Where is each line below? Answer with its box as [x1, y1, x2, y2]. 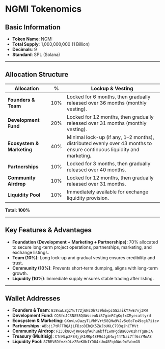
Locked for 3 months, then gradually [67, 160, 151, 167]
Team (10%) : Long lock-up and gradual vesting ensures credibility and [12, 254, 156, 261]
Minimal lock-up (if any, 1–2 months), [67, 134, 155, 140]
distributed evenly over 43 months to [67, 140, 152, 147]
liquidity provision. [67, 194, 109, 201]
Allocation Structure [5, 70, 69, 79]
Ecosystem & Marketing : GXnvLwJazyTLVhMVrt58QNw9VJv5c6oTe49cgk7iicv [12, 318, 159, 323]
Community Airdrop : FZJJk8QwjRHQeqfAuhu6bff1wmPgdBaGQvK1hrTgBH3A [12, 328, 153, 334]
